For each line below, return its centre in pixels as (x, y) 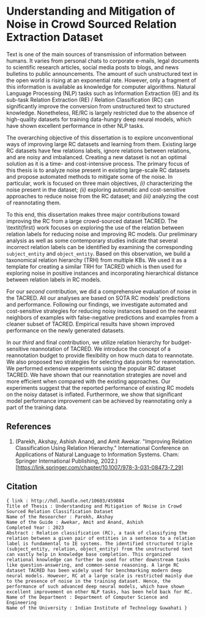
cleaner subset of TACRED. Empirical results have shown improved (90, 324)
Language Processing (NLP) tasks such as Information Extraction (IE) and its (102, 93)
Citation (22, 487)
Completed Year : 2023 (35, 528)
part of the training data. (37, 407)
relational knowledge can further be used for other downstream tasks (98, 559)
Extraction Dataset (55, 37)
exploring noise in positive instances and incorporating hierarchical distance (102, 273)
